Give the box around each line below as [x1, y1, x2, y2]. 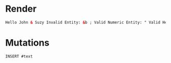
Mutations [5, 37, 50, 48]
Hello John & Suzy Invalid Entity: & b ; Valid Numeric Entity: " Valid [5, 20, 160, 25]
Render [5, 3, 37, 15]
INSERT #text [5, 54, 33, 59]
